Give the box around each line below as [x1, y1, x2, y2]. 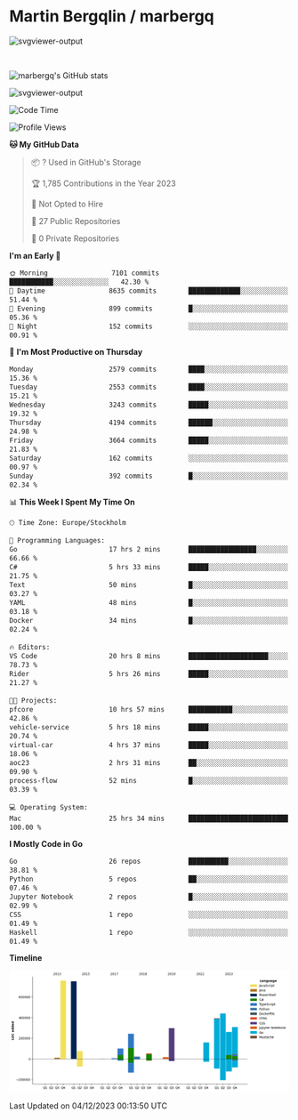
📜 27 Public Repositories [30, 215, 121, 226]
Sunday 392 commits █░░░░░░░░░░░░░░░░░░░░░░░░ [9, 471, 289, 480]
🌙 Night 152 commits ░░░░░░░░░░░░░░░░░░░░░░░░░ [9, 322, 289, 331]
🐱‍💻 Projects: [9, 696, 58, 705]
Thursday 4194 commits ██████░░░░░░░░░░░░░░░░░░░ [9, 418, 289, 427]
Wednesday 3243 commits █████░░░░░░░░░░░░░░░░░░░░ [9, 400, 289, 409]
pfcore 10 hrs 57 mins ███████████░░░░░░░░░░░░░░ [9, 705, 289, 713]
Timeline [9, 952, 43, 963]
